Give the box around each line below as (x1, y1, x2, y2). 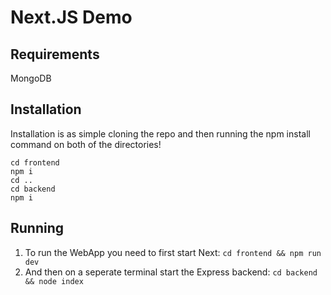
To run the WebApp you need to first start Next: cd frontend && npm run (24, 246, 322, 258)
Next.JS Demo (10, 6, 133, 29)
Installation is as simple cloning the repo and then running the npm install (10, 127, 311, 140)
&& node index (24, 276, 84, 286)
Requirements (10, 46, 100, 63)
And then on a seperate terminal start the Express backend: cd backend (24, 266, 318, 278)
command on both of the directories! (10, 138, 162, 150)
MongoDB (10, 72, 52, 84)
